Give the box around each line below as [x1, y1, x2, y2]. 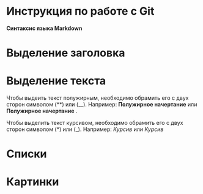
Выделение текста [6, 74, 106, 88]
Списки [6, 147, 47, 161]
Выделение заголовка [6, 46, 125, 60]
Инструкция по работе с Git [6, 4, 155, 18]
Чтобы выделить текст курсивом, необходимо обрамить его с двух [6, 119, 183, 127]
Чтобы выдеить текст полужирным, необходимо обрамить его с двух [6, 94, 189, 102]
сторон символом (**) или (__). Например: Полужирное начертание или [6, 101, 197, 108]
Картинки [6, 175, 59, 189]
